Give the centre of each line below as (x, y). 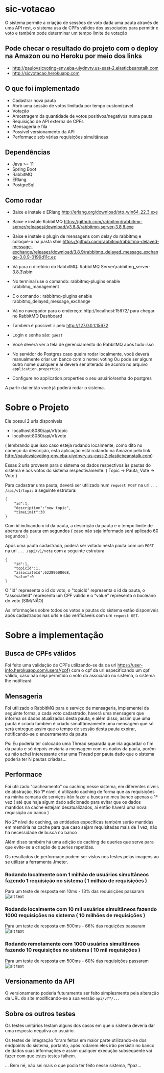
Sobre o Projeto (37, 408)
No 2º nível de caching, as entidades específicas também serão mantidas (79, 822)
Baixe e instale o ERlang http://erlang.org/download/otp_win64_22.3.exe (85, 212)
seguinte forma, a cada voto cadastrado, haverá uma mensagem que (75, 713)
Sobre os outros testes (40, 1014)
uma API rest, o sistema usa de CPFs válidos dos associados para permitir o (82, 27)
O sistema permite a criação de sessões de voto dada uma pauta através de (82, 23)
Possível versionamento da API (43, 131)
